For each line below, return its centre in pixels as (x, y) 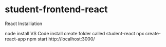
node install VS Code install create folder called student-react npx (75, 33)
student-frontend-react (56, 9)
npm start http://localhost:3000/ (61, 39)
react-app (15, 39)
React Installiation (24, 24)
